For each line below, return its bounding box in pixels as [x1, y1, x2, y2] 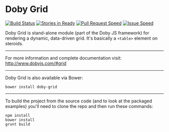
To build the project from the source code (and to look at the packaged [5, 98, 152, 104]
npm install [5, 113, 30, 118]
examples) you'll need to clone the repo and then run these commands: [5, 103, 153, 109]
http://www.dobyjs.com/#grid [5, 60, 66, 66]
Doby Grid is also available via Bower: [5, 74, 83, 81]
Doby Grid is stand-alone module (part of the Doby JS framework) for [5, 30, 149, 36]
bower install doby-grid [5, 84, 57, 89]
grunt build [5, 121, 30, 126]
